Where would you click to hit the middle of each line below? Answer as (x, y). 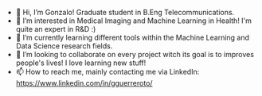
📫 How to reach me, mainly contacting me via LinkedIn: (108, 72)
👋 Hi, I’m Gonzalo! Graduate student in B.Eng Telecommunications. (125, 12)
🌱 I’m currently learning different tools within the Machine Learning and (132, 37)
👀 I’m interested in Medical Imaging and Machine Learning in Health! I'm (134, 21)
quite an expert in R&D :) (56, 29)
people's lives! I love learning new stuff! (81, 63)
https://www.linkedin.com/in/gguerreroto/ (84, 83)
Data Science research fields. (64, 46)
